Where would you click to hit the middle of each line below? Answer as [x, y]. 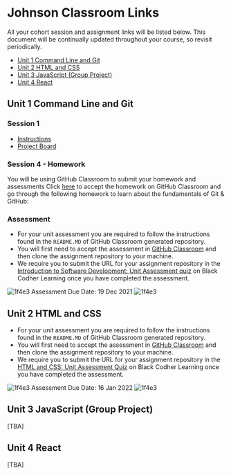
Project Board [37, 146]
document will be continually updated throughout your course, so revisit [110, 39]
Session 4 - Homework [46, 164]
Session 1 [24, 124]
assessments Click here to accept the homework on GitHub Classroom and [114, 186]
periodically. [25, 46]
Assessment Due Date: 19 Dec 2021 [82, 292]
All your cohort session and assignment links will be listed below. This [107, 32]
